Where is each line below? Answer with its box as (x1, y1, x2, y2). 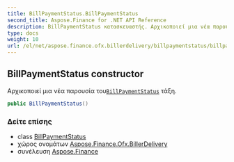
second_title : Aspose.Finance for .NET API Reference (7, 17, 167, 24)
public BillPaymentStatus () (7, 100, 89, 107)
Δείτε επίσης (7, 116, 52, 126)
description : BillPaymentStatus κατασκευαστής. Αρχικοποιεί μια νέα (7, 23, 210, 30)
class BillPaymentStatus (17, 132, 86, 140)
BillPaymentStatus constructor (7, 68, 144, 80)
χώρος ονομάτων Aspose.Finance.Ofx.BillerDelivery (17, 140, 168, 148)
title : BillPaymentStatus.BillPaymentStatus (7, 10, 139, 17)
